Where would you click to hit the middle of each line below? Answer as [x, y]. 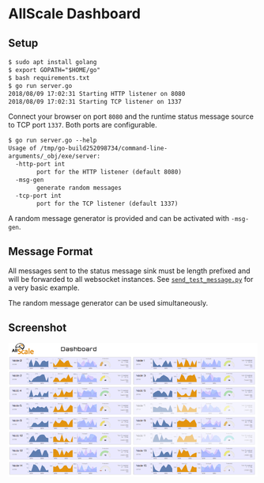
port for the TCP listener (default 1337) [107, 203]
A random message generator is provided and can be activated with [119, 218]
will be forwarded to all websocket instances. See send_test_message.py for [131, 279]
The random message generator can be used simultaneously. [108, 302]
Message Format [51, 251]
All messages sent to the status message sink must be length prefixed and [129, 271]
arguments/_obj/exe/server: [55, 156]
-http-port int [40, 164]
